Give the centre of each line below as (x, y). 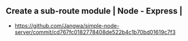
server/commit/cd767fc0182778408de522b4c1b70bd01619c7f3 (95, 32)
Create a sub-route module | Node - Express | (94, 11)
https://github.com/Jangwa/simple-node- (67, 25)
